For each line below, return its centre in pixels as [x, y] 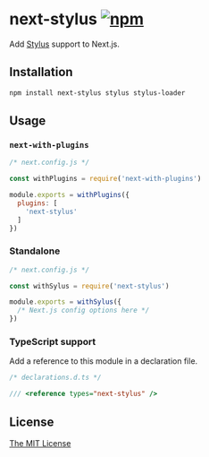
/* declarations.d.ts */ [55, 378]
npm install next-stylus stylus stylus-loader [97, 93]
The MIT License [40, 443]
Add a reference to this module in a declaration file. [104, 361]
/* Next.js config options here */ [84, 310]
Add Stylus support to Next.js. [65, 44]
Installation [41, 72]
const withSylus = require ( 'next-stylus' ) [89, 286]
